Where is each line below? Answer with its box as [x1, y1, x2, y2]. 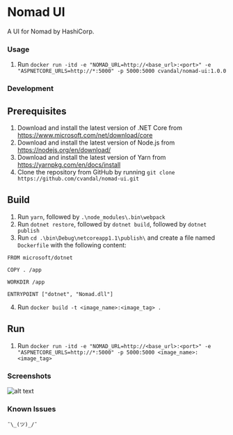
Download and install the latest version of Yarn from [17, 153, 166, 161]
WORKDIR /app [7, 279, 45, 286]
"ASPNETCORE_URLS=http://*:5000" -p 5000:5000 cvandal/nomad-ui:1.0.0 [17, 67, 227, 75]
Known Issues [7, 404, 56, 413]
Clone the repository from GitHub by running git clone [17, 167, 175, 176]
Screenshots [7, 371, 51, 381]
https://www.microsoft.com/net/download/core [17, 131, 153, 139]
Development [7, 84, 54, 94]
